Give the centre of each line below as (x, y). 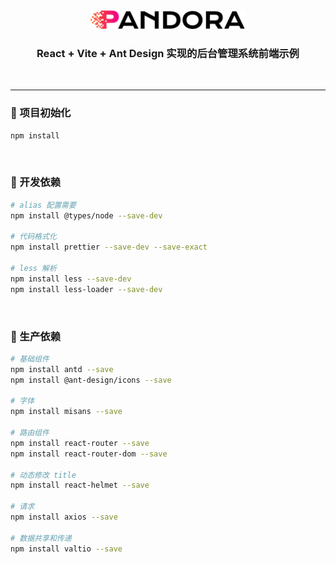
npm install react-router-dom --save (89, 454)
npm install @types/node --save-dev (86, 215)
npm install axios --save (64, 517)
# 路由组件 (30, 433)
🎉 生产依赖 (36, 336)
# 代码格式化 (33, 237)
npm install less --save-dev (71, 279)
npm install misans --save (66, 412)
